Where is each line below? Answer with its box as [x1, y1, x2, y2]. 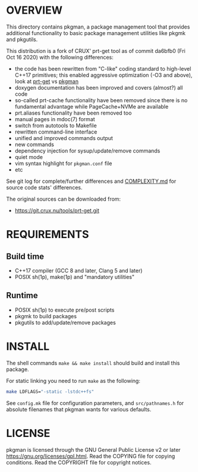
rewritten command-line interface [14, 128, 98, 135]
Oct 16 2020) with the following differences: [6, 53, 114, 61]
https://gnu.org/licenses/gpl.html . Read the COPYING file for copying [6, 452, 175, 460]
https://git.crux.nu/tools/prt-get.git [14, 207, 100, 214]
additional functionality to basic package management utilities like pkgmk [6, 29, 186, 36]
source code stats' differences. [6, 183, 83, 191]
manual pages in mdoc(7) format [14, 115, 95, 122]
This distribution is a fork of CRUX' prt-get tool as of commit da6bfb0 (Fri [6, 47, 186, 54]
